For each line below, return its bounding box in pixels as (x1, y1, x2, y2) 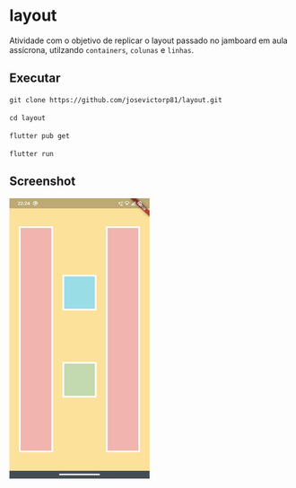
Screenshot (9, 174, 76, 189)
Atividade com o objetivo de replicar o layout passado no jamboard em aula (9, 35, 289, 46)
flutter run (9, 149, 54, 158)
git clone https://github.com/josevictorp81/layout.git (9, 95, 222, 104)
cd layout (9, 113, 47, 122)
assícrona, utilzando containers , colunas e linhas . (9, 44, 195, 55)
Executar (9, 71, 61, 86)
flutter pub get (9, 131, 70, 140)
